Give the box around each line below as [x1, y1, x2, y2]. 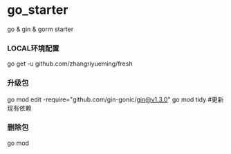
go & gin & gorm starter [7, 25, 74, 33]
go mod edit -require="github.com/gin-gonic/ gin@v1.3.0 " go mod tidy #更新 [7, 95, 224, 104]
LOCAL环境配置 [7, 44, 59, 53]
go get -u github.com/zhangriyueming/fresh [7, 59, 133, 68]
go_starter [7, 2, 68, 18]
